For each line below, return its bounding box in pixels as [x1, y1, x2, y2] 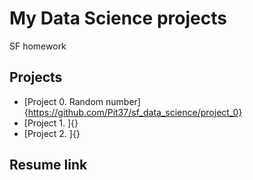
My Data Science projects [9, 7, 227, 30]
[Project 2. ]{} [23, 127, 81, 139]
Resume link [9, 157, 88, 174]
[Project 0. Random [23, 95, 104, 107]
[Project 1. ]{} [23, 117, 79, 129]
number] [105, 95, 141, 107]
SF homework [9, 40, 67, 52]
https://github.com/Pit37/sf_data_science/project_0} [27, 106, 243, 118]
